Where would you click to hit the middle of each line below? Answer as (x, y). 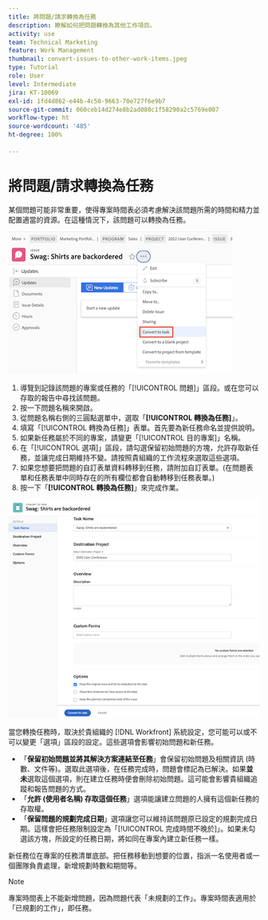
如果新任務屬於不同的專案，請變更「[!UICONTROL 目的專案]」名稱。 (132, 437)
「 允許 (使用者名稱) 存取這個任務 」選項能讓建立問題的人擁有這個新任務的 (139, 799)
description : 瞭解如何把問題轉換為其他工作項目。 (82, 25)
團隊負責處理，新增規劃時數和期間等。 (78, 865)
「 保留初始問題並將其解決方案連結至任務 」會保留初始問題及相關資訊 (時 (137, 759)
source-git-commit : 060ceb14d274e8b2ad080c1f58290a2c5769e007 (114, 109)
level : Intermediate (43, 84)
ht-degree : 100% (35, 135)
